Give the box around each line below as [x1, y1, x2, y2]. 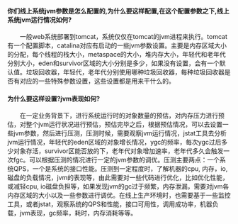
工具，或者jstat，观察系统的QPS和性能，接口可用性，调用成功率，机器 [7, 200, 212, 208]
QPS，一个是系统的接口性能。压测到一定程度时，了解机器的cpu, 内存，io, [13, 164, 228, 173]
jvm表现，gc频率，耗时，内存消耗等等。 [19, 209, 137, 218]
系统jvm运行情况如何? [7, 15, 72, 24]
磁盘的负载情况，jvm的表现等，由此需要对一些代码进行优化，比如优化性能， [7, 174, 229, 182]
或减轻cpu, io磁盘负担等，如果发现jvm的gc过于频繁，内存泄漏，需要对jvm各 [7, 182, 229, 191]
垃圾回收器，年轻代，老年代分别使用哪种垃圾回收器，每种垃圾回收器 [25, 68, 225, 77]
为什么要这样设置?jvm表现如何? [7, 94, 101, 103]
